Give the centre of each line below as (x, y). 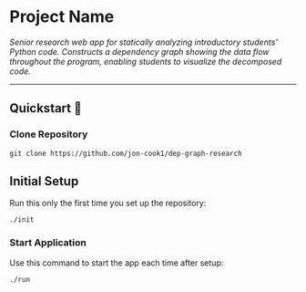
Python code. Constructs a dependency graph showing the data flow (140, 51)
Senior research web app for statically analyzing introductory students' (143, 42)
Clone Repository (49, 134)
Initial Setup (44, 181)
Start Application (48, 243)
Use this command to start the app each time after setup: (117, 263)
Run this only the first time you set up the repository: (108, 203)
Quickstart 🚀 (46, 108)
